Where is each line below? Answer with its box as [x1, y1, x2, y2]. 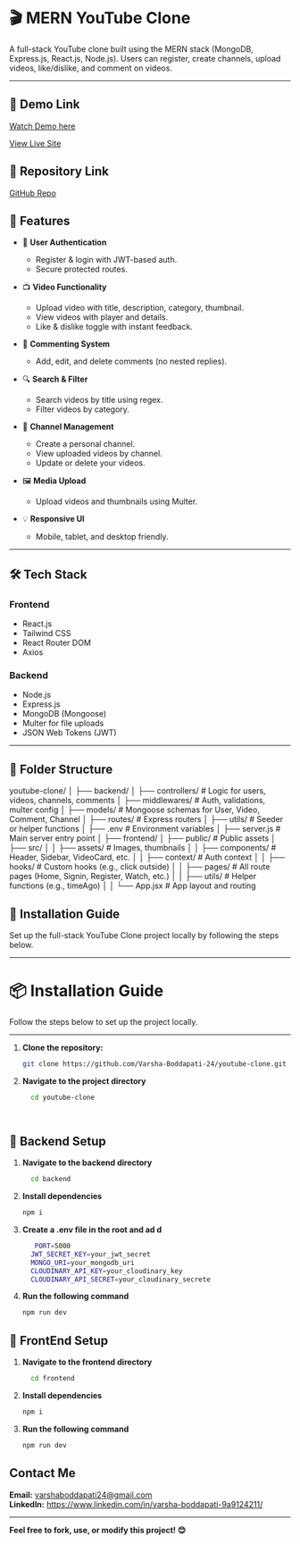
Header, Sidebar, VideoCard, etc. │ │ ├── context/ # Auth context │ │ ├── [9, 852, 286, 863]
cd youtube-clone [30, 1093, 96, 1102]
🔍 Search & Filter [21, 373, 88, 385]
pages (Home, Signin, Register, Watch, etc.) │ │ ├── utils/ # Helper [9, 871, 257, 882]
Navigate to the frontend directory [21, 1356, 153, 1368]
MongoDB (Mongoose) [21, 709, 107, 719]
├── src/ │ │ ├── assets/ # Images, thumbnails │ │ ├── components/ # [9, 843, 277, 853]
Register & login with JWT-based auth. [35, 255, 178, 265]
